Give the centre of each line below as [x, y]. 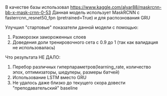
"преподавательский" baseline [45, 88]
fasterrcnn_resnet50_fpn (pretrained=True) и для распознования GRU [78, 18]
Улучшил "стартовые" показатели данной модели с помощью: [72, 27]
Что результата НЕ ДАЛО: [33, 57]
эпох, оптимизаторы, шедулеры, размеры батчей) [66, 72]
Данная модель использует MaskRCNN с [96, 12]
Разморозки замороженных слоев [49, 37]
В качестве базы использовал [37, 7]
